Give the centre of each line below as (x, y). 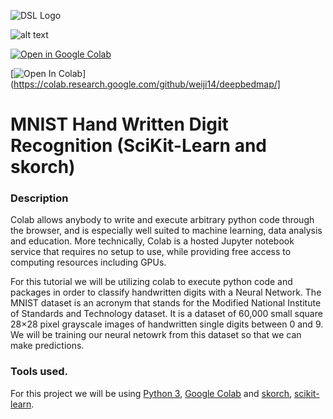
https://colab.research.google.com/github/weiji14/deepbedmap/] (147, 84)
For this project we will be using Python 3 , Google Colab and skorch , (151, 393)
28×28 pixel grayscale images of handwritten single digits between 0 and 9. (167, 324)
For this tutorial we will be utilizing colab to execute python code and (151, 282)
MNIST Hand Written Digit (119, 124)
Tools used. (39, 372)
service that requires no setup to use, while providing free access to (151, 252)
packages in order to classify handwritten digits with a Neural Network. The (166, 292)
